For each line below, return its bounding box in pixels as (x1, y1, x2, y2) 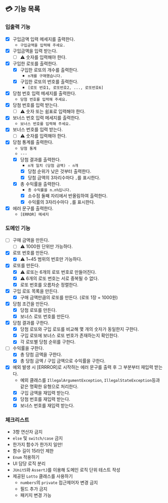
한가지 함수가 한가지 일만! (12, 442, 63, 448)
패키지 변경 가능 (20, 492, 52, 498)
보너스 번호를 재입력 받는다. (20, 402, 74, 408)
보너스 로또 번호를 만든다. (20, 313, 71, 319)
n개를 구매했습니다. (27, 74, 63, 79)
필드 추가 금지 (20, 486, 48, 492)
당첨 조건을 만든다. (12, 301, 50, 307)
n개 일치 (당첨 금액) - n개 (27, 163, 78, 168)
